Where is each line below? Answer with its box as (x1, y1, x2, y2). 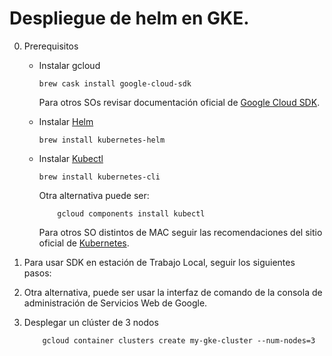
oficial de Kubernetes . (38, 237, 130, 249)
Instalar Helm (38, 115, 94, 127)
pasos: (23, 267, 52, 279)
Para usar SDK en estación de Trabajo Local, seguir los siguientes (23, 256, 296, 268)
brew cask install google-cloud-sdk (38, 78, 192, 89)
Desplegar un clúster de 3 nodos (23, 316, 159, 328)
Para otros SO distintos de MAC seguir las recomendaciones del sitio (38, 226, 323, 238)
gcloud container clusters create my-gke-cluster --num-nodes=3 (42, 335, 316, 346)
